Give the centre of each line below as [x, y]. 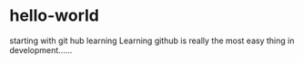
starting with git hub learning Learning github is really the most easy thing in [152, 40]
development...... [41, 49]
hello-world [55, 16]
